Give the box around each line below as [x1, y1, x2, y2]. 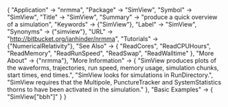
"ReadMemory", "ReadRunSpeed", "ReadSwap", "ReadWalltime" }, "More [7, 49, 214, 57]
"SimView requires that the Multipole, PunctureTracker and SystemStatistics [7, 78, 222, 86]
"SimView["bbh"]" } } [7, 93, 67, 101]
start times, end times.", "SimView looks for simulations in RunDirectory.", [7, 71, 214, 79]
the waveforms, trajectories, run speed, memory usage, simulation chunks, [7, 64, 219, 72]
